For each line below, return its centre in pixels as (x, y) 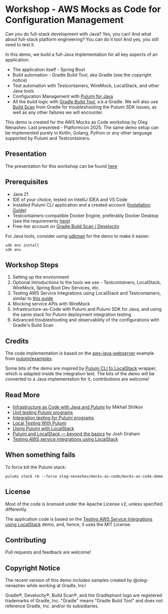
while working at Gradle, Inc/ (56, 586)
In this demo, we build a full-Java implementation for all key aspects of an (81, 54)
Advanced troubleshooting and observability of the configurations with (86, 320)
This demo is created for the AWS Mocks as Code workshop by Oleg (76, 122)
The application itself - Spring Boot (49, 70)
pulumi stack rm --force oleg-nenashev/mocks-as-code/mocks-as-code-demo (84, 476)
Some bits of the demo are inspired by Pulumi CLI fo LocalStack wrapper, (81, 368)
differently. (16, 509)
